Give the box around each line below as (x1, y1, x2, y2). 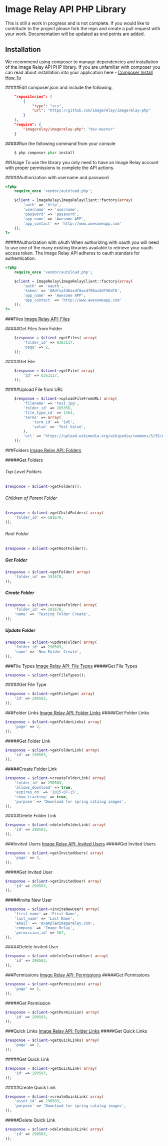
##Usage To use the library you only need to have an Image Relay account (5, 159, 159, 165)
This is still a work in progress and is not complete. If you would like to (5, 20, 150, 26)
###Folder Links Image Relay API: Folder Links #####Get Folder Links (5, 710, 149, 716)
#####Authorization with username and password (5, 174, 109, 180)
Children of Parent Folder (5, 495, 57, 501)
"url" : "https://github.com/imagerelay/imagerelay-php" (31, 108, 151, 113)
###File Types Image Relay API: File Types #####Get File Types (5, 663, 137, 669)
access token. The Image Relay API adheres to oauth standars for (5, 250, 140, 256)
